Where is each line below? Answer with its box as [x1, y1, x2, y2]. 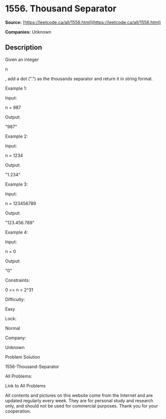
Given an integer [5, 56, 39, 62]
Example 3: [5, 181, 28, 187]
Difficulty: [5, 296, 25, 302]
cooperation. [5, 408, 31, 414]
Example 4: [5, 229, 28, 235]
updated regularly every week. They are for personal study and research [5, 397, 154, 404]
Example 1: [5, 85, 27, 91]
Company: [5, 335, 26, 341]
